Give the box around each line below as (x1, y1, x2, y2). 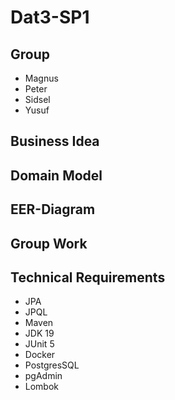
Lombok (24, 381, 60, 393)
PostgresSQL (24, 359, 80, 371)
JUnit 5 (24, 338, 55, 350)
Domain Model (10, 167, 103, 184)
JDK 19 (24, 327, 55, 340)
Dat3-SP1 (10, 6, 90, 29)
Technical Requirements (10, 269, 166, 286)
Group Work (10, 235, 88, 252)
